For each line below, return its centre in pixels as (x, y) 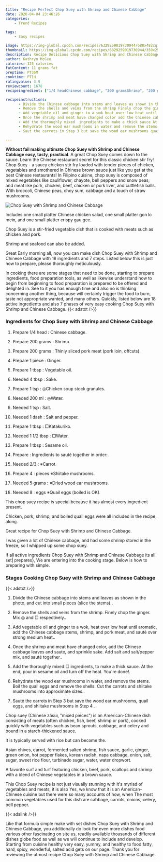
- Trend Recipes (31, 23)
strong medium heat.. (34, 637)
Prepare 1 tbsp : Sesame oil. (40, 445)
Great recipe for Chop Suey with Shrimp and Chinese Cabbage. (69, 531)
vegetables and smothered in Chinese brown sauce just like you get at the (79, 170)
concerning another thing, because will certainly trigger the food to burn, (78, 293)
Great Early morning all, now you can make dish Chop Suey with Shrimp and (81, 253)
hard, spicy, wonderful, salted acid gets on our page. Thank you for (73, 849)
